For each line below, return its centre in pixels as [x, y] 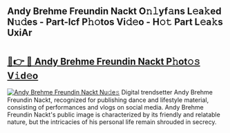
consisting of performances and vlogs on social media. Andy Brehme [105, 107]
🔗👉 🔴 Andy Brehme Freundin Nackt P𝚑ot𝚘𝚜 [104, 61]
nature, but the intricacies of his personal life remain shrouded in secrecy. [112, 122]
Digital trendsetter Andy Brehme [167, 92]
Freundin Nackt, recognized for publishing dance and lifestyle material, [108, 100]
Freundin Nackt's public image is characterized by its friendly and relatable [114, 114]
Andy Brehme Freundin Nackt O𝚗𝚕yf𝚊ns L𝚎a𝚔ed [115, 11]
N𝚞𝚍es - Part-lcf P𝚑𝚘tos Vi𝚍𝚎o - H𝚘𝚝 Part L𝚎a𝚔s [115, 22]
